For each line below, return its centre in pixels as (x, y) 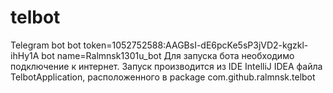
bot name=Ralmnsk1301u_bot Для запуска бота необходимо (168, 55)
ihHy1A (25, 55)
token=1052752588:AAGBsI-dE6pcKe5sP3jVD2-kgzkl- (196, 45)
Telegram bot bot (46, 45)
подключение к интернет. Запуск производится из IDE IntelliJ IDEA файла (166, 66)
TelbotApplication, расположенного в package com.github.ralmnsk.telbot (163, 77)
